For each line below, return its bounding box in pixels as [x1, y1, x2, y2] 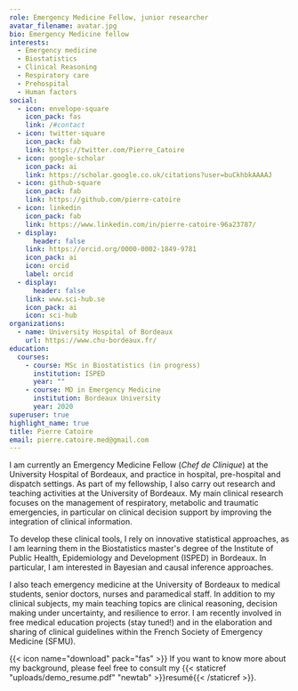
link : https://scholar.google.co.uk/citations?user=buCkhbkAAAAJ [25, 170, 273, 179]
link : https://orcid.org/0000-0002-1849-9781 [25, 245, 197, 254]
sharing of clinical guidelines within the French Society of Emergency [9, 627, 263, 638]
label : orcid [25, 270, 74, 279]
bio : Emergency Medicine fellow [9, 29, 129, 38]
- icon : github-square [17, 179, 101, 188]
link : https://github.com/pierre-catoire [25, 195, 181, 205]
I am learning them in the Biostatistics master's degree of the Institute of [9, 543, 274, 554]
